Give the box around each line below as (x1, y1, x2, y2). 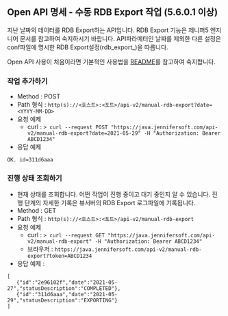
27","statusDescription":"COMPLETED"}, (7, 285, 121, 292)
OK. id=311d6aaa (7, 157, 53, 163)
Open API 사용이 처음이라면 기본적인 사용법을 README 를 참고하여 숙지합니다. (7, 57, 216, 66)
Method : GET (16, 207, 57, 215)
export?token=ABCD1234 (27, 252, 92, 260)
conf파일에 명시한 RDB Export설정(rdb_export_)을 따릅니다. (7, 43, 169, 51)
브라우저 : (27, 245, 53, 253)
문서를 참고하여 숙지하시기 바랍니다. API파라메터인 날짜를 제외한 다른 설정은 (19, 34, 221, 42)
